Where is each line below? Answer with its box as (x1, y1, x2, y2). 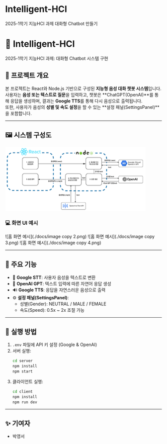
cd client (12, 389, 33, 394)
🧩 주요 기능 (5, 260, 37, 269)
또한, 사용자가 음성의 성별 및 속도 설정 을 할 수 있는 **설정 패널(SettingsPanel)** (5, 104, 160, 110)
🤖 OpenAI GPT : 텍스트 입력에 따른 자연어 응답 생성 (12, 280, 112, 286)
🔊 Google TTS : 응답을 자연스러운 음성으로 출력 (12, 287, 106, 293)
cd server (12, 358, 33, 363)
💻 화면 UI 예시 (5, 220, 38, 227)
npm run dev (12, 399, 37, 405)
